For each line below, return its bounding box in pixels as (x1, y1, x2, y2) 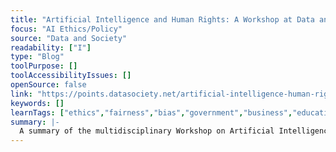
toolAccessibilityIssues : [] (10, 71, 132, 81)
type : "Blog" (10, 52, 65, 62)
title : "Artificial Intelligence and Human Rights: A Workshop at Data (10, 14, 315, 25)
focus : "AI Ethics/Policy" (10, 24, 123, 34)
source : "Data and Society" (10, 33, 128, 43)
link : (10, 89, 33, 99)
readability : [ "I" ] (10, 42, 92, 53)
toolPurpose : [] (10, 61, 78, 71)
